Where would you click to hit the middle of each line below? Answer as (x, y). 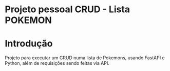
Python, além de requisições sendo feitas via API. (57, 63)
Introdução (29, 44)
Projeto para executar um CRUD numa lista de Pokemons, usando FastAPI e (85, 58)
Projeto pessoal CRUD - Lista (68, 9)
